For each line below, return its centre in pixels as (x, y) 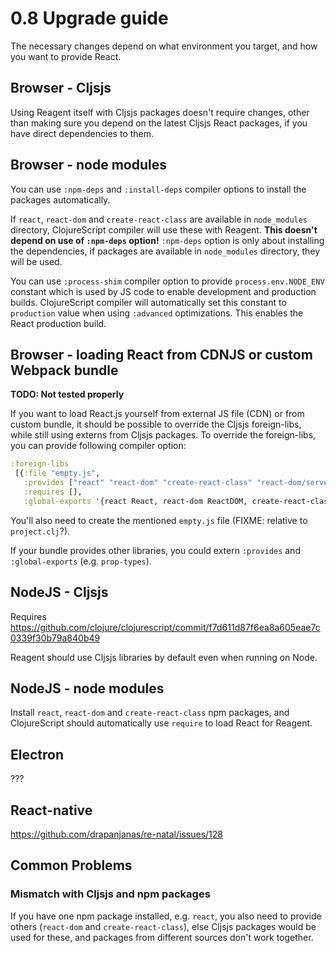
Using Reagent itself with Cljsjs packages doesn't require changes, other (160, 112)
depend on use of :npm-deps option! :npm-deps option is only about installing (167, 240)
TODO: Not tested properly (67, 394)
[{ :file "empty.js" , (57, 473)
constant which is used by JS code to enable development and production (163, 291)
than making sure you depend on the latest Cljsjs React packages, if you (159, 123)
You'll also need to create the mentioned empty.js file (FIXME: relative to (159, 520)
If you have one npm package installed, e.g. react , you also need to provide (166, 916)
